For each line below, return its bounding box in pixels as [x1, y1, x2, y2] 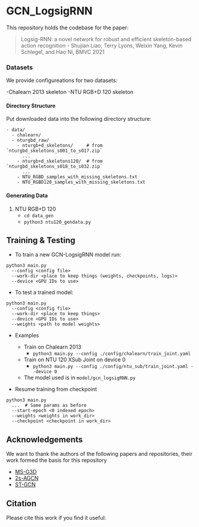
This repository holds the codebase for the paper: [6, 24, 129, 31]
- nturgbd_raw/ [11, 138, 50, 144]
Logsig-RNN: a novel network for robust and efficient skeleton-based [20, 35, 192, 42]
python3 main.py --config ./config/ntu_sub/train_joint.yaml [32, 364, 188, 370]
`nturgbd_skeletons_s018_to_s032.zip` [6, 163, 103, 170]
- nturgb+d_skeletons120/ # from [17, 159, 103, 165]
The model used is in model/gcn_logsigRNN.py [23, 374, 136, 381]
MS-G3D [14, 468, 37, 476]
